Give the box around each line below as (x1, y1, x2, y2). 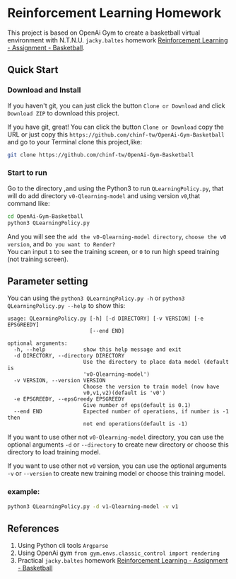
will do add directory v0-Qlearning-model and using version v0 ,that (7, 191, 201, 200)
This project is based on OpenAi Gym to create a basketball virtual (7, 28, 200, 37)
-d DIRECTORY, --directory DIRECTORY (13, 352, 125, 360)
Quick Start (7, 64, 59, 76)
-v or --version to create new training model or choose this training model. (7, 469, 225, 478)
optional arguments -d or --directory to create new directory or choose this (7, 440, 229, 449)
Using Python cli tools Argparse (17, 541, 109, 550)
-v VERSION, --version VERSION (13, 377, 106, 384)
